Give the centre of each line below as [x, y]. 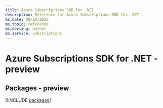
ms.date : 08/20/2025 [27, 19]
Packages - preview [37, 88]
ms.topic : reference [27, 24]
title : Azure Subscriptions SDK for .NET [50, 10]
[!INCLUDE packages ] [28, 100]
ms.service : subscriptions [34, 33]
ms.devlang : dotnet [26, 29]
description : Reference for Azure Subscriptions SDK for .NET [72, 15]
